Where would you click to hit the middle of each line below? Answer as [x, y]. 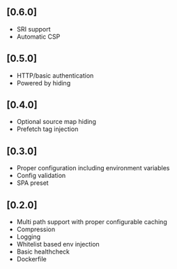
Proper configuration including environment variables [93, 168]
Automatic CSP [38, 36]
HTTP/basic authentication [55, 75]
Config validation [41, 176]
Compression [36, 229]
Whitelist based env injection [58, 244]
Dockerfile [31, 259]
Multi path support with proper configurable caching [92, 222]
